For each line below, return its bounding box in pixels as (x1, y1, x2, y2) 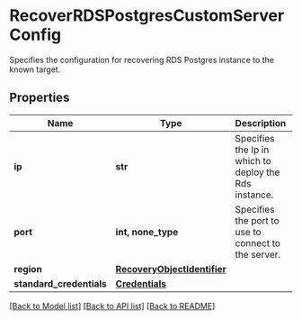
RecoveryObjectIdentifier (115, 262, 226, 275)
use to (235, 225, 262, 238)
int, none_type (115, 225, 179, 238)
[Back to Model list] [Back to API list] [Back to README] (9, 300, 216, 311)
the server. (235, 248, 281, 261)
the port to (235, 214, 280, 226)
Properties (9, 90, 70, 105)
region (13, 262, 42, 275)
